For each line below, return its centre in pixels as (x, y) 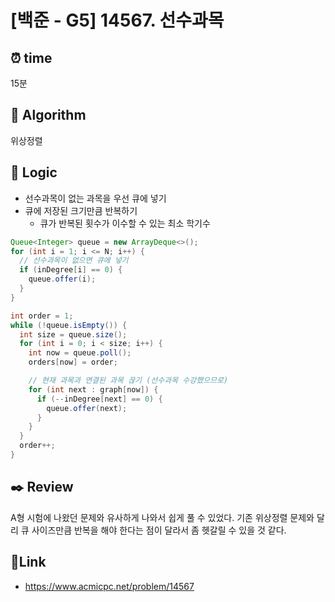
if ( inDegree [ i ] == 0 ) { (71, 270)
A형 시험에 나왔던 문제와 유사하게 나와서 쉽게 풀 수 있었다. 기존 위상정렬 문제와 (162, 517)
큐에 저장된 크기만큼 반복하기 (81, 210)
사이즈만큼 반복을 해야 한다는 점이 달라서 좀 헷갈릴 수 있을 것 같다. (159, 530)
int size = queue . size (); (73, 334)
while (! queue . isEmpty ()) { (69, 325)
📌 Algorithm (48, 115)
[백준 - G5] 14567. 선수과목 (117, 20)
